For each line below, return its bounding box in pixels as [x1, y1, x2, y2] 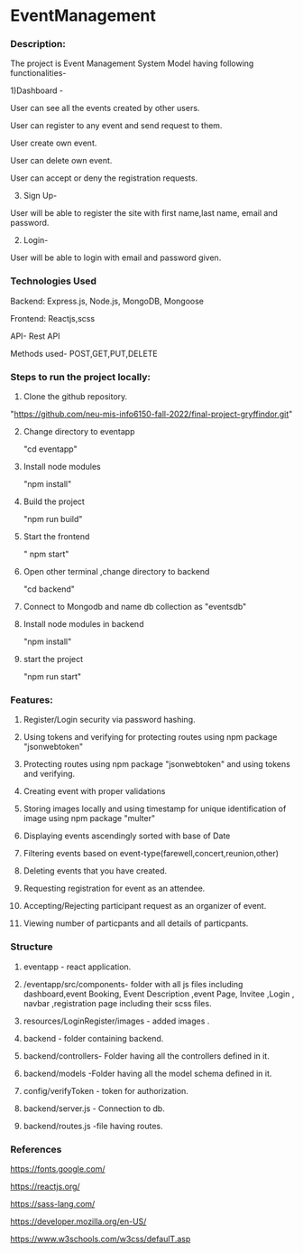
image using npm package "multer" [23, 813, 156, 824]
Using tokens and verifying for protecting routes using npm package [23, 732, 278, 743]
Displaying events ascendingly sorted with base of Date [23, 830, 231, 841]
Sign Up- [23, 191, 58, 201]
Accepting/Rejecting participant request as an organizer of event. [23, 901, 267, 912]
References [10, 1143, 62, 1155]
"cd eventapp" [23, 444, 78, 454]
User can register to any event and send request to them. [10, 120, 223, 131]
